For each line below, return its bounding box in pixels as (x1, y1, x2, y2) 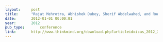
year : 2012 (5, 20, 40, 26)
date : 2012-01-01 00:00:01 (5, 16, 73, 21)
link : (5, 29, 16, 34)
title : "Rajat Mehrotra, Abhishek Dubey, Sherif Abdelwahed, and (5, 12, 151, 16)
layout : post (5, 7, 40, 12)
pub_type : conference (5, 25, 62, 30)
